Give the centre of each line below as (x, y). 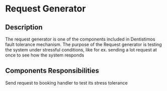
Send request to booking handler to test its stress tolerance (66, 82)
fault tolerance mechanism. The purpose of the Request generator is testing (83, 44)
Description (24, 27)
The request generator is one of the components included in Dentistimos (80, 39)
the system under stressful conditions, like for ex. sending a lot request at (81, 50)
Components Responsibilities (52, 71)
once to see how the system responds (45, 55)
